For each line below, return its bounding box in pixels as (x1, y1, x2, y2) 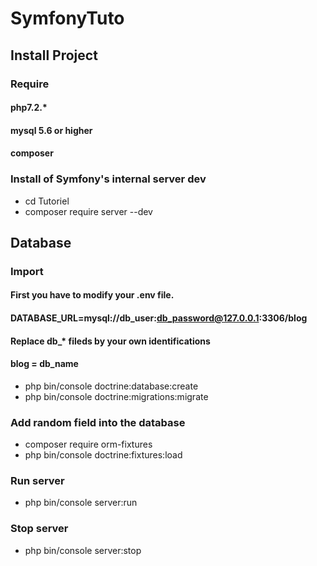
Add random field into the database (10, 415, 186, 429)
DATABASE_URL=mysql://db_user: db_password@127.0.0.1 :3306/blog (10, 312, 308, 324)
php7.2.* (10, 102, 48, 114)
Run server (10, 474, 65, 488)
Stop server (10, 522, 69, 536)
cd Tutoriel (24, 195, 70, 207)
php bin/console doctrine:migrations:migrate (24, 390, 209, 402)
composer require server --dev (24, 205, 153, 217)
